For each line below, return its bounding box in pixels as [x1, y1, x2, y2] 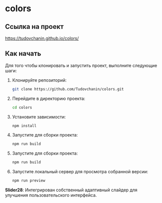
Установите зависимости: [12, 113, 66, 120]
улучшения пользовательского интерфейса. [5, 192, 97, 198]
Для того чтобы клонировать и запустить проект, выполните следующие [5, 62, 158, 68]
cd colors [12, 105, 33, 110]
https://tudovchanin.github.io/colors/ [5, 35, 79, 41]
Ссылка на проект [5, 23, 64, 31]
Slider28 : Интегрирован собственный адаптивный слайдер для [5, 187, 138, 193]
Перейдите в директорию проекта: [12, 95, 85, 101]
